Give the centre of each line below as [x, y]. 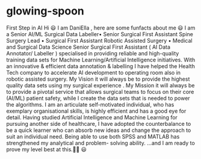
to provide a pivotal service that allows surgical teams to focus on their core [100, 92]
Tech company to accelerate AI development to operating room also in [94, 72]
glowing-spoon [45, 11]
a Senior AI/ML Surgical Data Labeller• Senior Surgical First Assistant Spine [100, 34]
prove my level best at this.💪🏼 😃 [47, 149]
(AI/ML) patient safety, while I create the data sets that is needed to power [98, 98]
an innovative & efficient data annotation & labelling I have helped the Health [101, 66]
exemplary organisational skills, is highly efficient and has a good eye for [96, 111]
